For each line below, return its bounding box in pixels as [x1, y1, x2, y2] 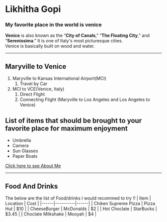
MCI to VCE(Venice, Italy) [12, 86, 65, 92]
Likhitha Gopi [5, 3, 61, 15]
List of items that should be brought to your [5, 116, 142, 125]
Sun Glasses [12, 148, 38, 154]
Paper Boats [12, 153, 38, 159]
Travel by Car [19, 81, 48, 87]
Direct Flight [19, 91, 45, 98]
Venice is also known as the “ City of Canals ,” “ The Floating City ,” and [5, 32, 150, 38]
